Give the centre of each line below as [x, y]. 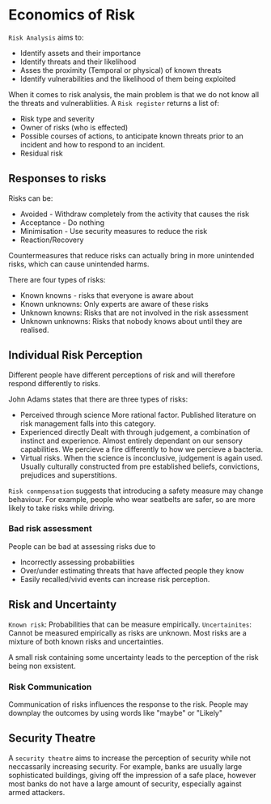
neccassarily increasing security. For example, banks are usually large [125, 766]
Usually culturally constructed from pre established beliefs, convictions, [140, 466]
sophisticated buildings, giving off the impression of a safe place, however [132, 775]
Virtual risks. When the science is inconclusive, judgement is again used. [141, 457]
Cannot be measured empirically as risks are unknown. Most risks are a [127, 632]
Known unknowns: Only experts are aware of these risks [114, 304]
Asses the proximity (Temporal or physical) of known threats [121, 70]
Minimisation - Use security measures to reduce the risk [114, 231]
